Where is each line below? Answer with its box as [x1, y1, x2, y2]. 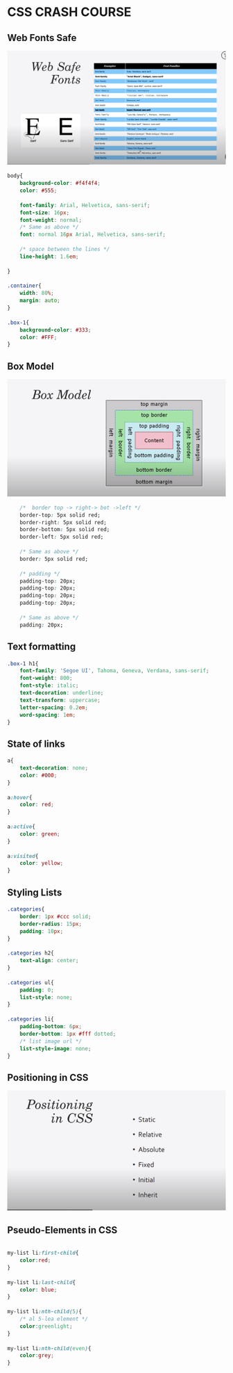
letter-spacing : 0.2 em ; [19, 704, 89, 711]
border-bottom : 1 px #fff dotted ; [19, 1030, 116, 1037]
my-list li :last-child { [7, 1278, 76, 1286]
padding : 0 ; [19, 986, 54, 993]
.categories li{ [7, 1016, 54, 1023]
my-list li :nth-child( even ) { [7, 1344, 92, 1352]
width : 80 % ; [19, 290, 54, 297]
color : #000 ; [19, 772, 58, 779]
